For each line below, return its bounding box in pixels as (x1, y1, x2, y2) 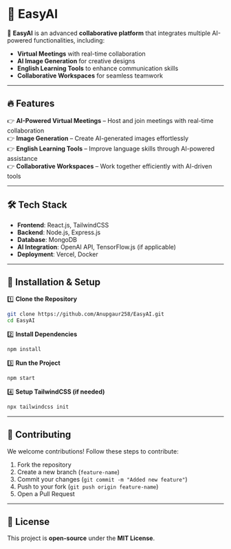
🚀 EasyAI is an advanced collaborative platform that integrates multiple (7, 29, 211, 37)
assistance (7, 154, 38, 162)
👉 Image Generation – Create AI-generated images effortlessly (7, 134, 189, 142)
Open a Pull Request (16, 489, 76, 497)
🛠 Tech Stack (7, 199, 67, 211)
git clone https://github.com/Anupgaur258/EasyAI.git (7, 311, 165, 318)
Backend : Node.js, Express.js (16, 228, 101, 236)
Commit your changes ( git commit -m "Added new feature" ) (16, 475, 188, 483)
